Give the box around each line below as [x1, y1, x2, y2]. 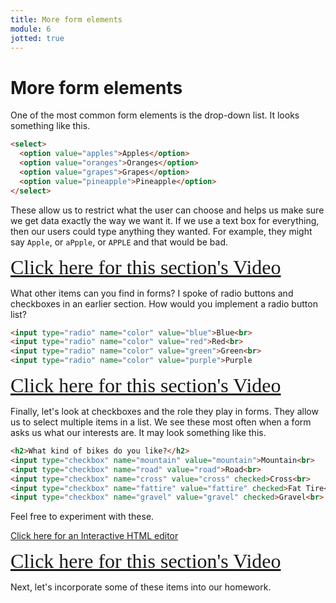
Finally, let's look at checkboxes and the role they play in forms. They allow [10, 406, 319, 418]
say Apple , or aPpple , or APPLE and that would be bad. [10, 236, 229, 248]
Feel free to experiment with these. [10, 511, 155, 523]
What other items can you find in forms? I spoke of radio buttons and [10, 287, 294, 299]
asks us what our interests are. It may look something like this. [10, 427, 267, 439]
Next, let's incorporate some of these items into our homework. [10, 581, 272, 593]
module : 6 [10, 24, 52, 34]
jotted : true [10, 33, 65, 43]
